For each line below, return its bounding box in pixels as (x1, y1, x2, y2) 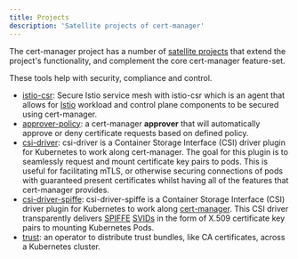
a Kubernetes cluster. (21, 241, 101, 252)
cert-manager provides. (21, 184, 109, 195)
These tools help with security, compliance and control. (9, 72, 213, 83)
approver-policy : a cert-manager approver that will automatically (21, 117, 261, 129)
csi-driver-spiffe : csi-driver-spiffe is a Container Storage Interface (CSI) (21, 193, 286, 205)
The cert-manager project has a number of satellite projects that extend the (9, 45, 286, 56)
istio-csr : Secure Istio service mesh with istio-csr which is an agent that (21, 90, 286, 101)
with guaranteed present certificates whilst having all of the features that (21, 174, 289, 185)
